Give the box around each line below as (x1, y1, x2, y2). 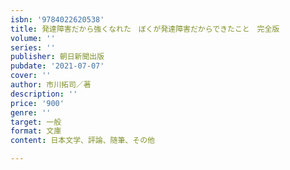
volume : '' (10, 33, 56, 43)
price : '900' (10, 98, 65, 108)
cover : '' (10, 71, 52, 81)
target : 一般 (10, 117, 62, 127)
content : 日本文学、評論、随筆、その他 (10, 136, 155, 146)
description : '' (10, 89, 78, 99)
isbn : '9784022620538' (10, 14, 105, 25)
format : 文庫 (10, 126, 62, 136)
